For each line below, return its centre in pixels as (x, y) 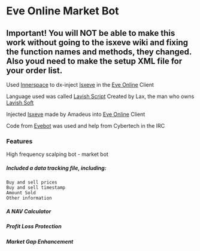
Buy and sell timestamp (36, 188)
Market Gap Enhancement (40, 241)
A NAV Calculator (29, 211)
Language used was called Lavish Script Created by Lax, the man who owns (100, 96)
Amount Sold (21, 193)
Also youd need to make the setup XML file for (94, 61)
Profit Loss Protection (34, 226)
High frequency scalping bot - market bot (57, 154)
